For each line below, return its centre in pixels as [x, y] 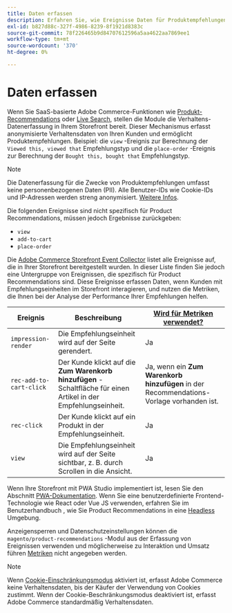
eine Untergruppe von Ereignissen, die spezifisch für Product [94, 274]
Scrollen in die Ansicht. [95, 471]
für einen [115, 388]
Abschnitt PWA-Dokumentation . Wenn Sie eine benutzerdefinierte [101, 495]
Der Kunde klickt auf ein [97, 417]
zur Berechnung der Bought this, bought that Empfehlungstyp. [98, 156]
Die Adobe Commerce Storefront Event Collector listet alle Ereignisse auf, [112, 259]
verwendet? [183, 322]
